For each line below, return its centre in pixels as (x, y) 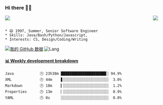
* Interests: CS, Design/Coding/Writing (47, 40)
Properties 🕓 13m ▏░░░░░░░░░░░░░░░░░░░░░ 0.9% (64, 91)
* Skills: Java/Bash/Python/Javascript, (47, 35)
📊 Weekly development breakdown (42, 60)
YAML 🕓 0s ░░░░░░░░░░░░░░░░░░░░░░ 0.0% (64, 98)
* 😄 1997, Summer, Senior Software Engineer (51, 31)
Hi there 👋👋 (18, 8)
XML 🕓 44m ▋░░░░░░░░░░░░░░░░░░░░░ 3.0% (64, 79)
